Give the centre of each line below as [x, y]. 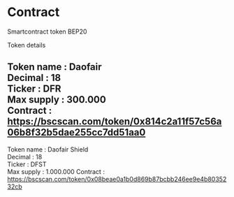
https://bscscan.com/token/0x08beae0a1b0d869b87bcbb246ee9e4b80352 [117, 179]
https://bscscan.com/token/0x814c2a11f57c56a [115, 122]
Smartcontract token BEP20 [47, 31]
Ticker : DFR [34, 89]
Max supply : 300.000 [57, 100]
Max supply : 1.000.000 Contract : [56, 171]
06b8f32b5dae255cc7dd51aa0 [76, 132]
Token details [27, 45]
